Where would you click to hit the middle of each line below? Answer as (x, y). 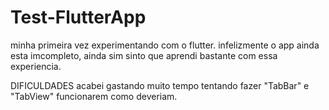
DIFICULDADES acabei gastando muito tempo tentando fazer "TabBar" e (160, 85)
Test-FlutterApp (78, 17)
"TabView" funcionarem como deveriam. (94, 96)
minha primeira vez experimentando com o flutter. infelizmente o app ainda (165, 45)
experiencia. (36, 66)
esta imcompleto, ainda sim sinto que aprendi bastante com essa (144, 55)
